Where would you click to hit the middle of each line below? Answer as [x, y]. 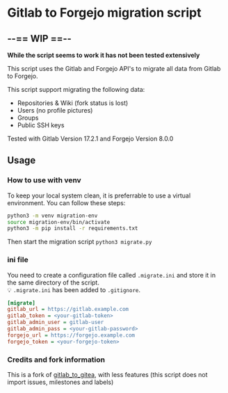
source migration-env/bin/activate [59, 222]
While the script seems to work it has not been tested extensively [104, 55]
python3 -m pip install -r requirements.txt [73, 228]
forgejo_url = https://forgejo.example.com [71, 335]
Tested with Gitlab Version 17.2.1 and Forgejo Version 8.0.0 [90, 138]
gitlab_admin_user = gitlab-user [56, 322]
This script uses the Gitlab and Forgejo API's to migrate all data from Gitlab [114, 69]
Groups [28, 118]
